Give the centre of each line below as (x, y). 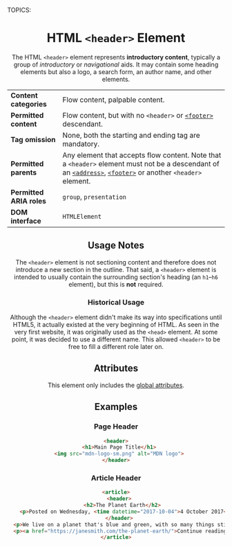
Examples (116, 407)
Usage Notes (116, 245)
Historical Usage (116, 302)
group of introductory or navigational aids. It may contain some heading (116, 64)
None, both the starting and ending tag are (131, 135)
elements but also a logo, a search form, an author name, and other (116, 71)
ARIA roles (28, 201)
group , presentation (94, 197)
